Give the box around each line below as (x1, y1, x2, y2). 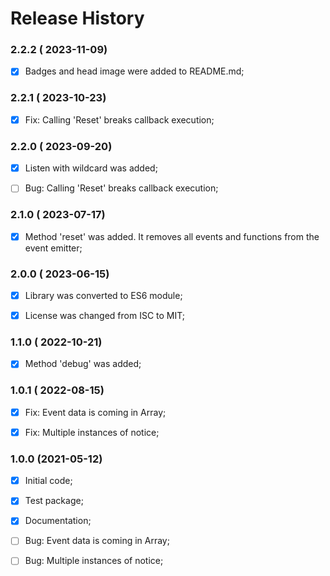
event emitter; (24, 242, 83, 254)
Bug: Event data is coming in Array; (24, 535, 170, 547)
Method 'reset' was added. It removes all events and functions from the (24, 230, 320, 242)
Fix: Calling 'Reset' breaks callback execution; (24, 113, 215, 126)
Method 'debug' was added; (24, 358, 142, 370)
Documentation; (24, 515, 92, 527)
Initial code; (24, 475, 73, 487)
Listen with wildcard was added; (24, 162, 158, 174)
